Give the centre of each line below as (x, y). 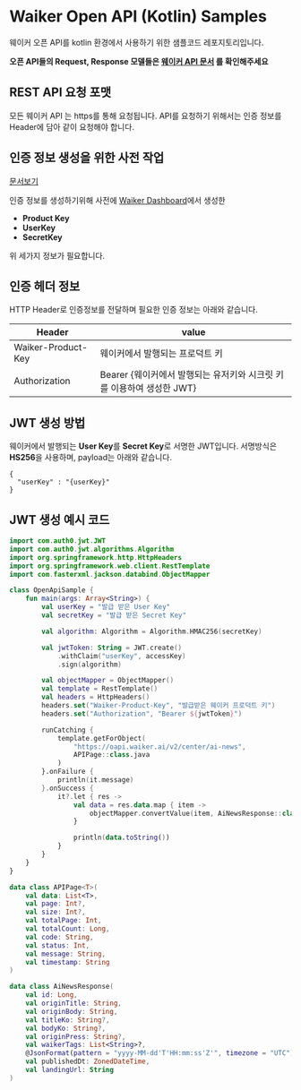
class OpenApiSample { (52, 590)
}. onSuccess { (68, 788)
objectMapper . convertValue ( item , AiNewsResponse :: (185, 813)
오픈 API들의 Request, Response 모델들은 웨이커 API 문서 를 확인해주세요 (139, 61)
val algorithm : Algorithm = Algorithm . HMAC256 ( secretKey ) (152, 631)
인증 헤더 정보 (45, 286)
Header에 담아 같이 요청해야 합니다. (72, 126)
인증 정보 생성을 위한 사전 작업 (87, 158)
